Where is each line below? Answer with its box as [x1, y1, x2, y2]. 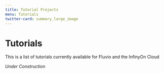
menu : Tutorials [5, 12, 39, 17]
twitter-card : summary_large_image [5, 16, 79, 21]
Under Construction [5, 64, 45, 70]
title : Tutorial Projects [5, 7, 58, 12]
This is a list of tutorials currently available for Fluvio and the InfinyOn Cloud [5, 54, 160, 60]
